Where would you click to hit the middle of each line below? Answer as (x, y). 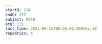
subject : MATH (20, 19)
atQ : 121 (15, 24)
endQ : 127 (16, 15)
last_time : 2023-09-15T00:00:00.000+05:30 (51, 29)
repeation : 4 (19, 33)
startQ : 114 (18, 10)
